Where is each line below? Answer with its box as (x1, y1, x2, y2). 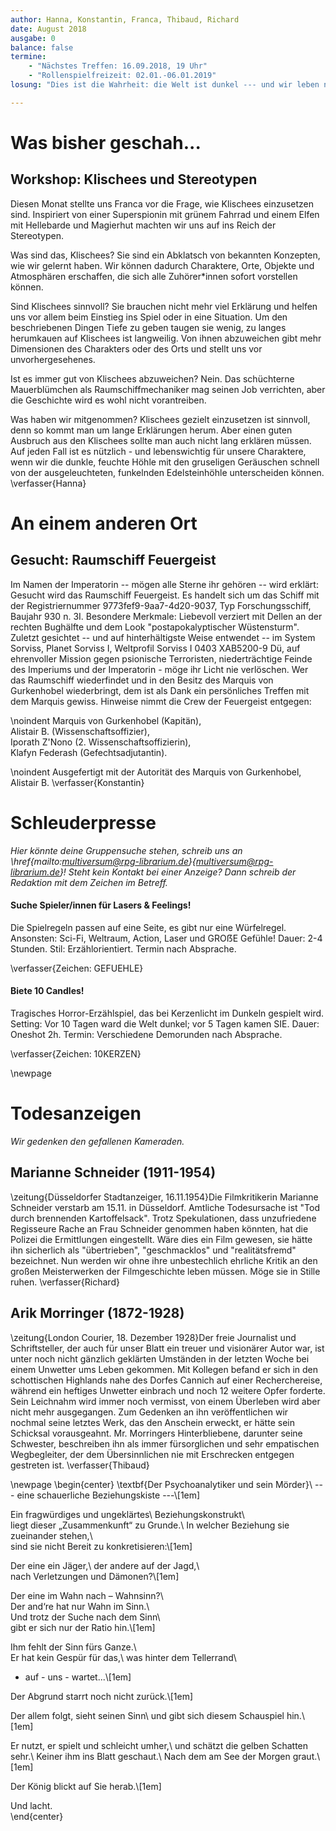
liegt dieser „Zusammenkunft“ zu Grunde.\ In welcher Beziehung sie (10, 1519, 290, 1531)
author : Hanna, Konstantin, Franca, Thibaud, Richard (10, 14, 240, 25)
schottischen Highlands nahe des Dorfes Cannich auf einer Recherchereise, (10, 1374, 323, 1386)
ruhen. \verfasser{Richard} (10, 1276, 120, 1288)
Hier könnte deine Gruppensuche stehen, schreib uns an (10, 844, 243, 856)
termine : (10, 52, 47, 62)
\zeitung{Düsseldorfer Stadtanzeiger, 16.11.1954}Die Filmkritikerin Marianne (10, 1191, 319, 1203)
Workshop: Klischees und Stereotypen (10, 171, 258, 188)
